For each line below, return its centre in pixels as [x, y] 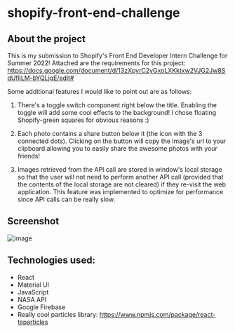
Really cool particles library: [58, 314]
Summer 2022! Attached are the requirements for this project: [96, 63]
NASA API [32, 299]
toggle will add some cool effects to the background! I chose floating [116, 113]
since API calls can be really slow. [66, 199]
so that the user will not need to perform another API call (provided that [120, 177]
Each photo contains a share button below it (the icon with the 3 [110, 134]
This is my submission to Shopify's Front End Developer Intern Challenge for [117, 55]
